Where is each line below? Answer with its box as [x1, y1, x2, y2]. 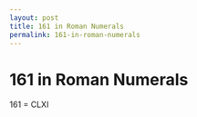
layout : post [9, 13, 59, 23]
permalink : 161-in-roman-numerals [9, 30, 141, 39]
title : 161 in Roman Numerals [9, 22, 125, 31]
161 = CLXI [9, 99, 49, 110]
